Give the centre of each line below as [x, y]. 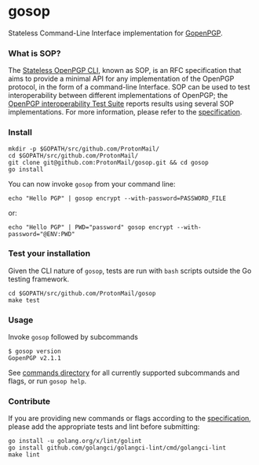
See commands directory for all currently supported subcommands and [124, 373]
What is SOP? [35, 53]
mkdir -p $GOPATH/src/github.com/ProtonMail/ [84, 149]
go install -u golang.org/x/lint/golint [75, 441]
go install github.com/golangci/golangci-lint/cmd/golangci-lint [117, 448]
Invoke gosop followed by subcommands [73, 337]
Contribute [29, 401]
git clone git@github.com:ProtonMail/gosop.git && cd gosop [109, 162]
